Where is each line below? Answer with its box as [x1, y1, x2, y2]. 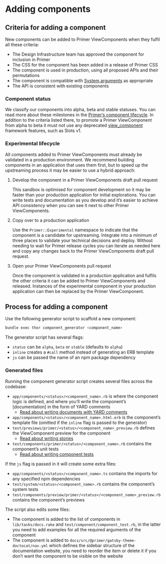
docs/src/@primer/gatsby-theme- [70, 538, 136, 543]
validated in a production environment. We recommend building [5, 156, 134, 162]
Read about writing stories [19, 435, 74, 441]
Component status [5, 95, 51, 102]
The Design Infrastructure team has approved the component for [12, 51, 144, 57]
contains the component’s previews [12, 496, 85, 502]
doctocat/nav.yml [12, 543, 48, 548]
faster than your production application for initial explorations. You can [12, 192, 156, 198]
